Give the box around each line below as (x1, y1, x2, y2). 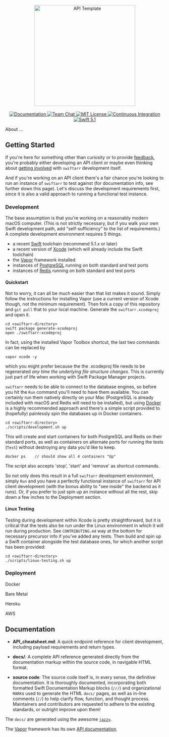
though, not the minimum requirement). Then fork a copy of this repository (5, 301, 160, 307)
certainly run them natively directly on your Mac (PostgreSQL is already (5, 394, 154, 401)
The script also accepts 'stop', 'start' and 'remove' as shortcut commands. (5, 463, 160, 469)
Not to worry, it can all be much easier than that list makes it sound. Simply (5, 290, 160, 296)
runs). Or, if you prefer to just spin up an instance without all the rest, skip (5, 489, 158, 495)
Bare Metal (5, 591, 28, 597)
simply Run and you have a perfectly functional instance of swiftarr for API (5, 478, 161, 484)
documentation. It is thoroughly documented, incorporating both (12, 679, 146, 686)
